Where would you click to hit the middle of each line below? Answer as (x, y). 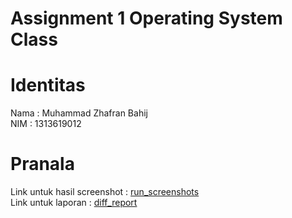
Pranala (42, 164)
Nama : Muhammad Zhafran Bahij (79, 113)
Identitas (48, 85)
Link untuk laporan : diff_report (74, 203)
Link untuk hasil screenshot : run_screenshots (105, 192)
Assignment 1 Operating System (146, 18)
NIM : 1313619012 (46, 124)
